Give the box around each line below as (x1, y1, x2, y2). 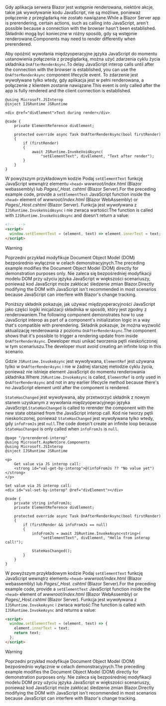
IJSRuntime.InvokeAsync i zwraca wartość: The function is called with (5, 602, 146, 608)
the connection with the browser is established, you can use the (5, 67, 136, 72)
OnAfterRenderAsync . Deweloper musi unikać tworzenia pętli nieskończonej (5, 338, 158, 344)
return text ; (14, 631, 41, 635)
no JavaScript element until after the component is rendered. (5, 384, 130, 390)
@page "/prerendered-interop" (5, 435, 68, 440)
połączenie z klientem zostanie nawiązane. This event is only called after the (5, 82, 161, 88)
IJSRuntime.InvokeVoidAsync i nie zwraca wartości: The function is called (5, 207, 153, 213)
